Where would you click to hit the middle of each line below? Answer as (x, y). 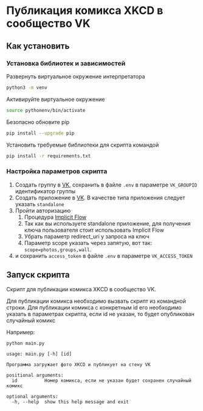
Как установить (38, 46)
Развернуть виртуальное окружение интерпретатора (76, 76)
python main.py (26, 344)
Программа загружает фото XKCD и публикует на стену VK (78, 365)
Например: (21, 333)
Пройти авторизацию (43, 210)
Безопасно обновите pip (38, 122)
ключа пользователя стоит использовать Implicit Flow (94, 230)
